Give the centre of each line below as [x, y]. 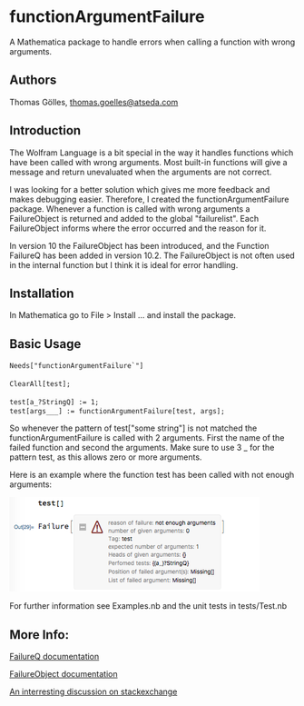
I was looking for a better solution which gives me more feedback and [140, 189]
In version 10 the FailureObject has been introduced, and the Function [139, 245]
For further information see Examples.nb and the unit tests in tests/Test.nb [148, 606]
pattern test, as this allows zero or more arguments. [106, 457]
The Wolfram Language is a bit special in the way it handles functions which [152, 153]
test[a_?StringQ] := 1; [54, 403]
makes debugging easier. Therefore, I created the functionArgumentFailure [149, 199]
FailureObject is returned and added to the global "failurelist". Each [134, 218]
